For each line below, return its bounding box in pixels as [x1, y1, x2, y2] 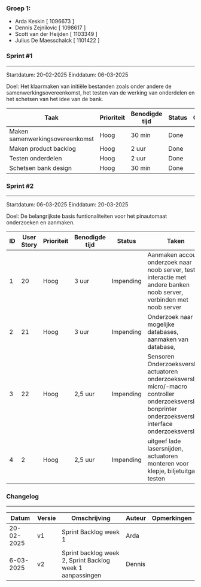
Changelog [6, 492, 39, 500]
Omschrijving [71, 514, 111, 522]
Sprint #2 [6, 181, 34, 190]
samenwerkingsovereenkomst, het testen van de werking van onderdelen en [6, 89, 195, 96]
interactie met [147, 273, 187, 281]
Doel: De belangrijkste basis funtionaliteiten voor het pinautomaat [6, 212, 167, 220]
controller [147, 390, 175, 398]
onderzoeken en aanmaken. [6, 218, 75, 226]
